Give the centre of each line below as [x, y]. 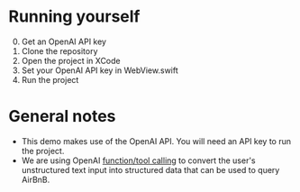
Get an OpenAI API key [64, 41]
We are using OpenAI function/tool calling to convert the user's [138, 160]
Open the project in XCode [71, 60]
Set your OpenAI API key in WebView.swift [100, 70]
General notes [62, 117]
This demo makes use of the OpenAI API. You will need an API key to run [156, 141]
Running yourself [74, 17]
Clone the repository [59, 50]
